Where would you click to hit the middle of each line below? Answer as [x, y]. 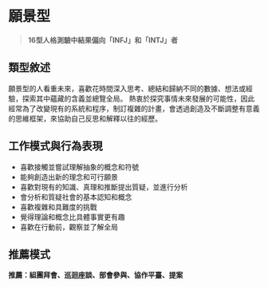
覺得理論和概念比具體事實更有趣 [72, 217]
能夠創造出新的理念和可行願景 [69, 177]
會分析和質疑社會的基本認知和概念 [76, 197]
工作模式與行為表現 [55, 146]
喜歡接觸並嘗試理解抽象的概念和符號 [79, 167]
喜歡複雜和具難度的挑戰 [58, 207]
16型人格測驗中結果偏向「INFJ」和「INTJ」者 [102, 40]
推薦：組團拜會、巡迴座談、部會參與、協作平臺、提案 [96, 275]
